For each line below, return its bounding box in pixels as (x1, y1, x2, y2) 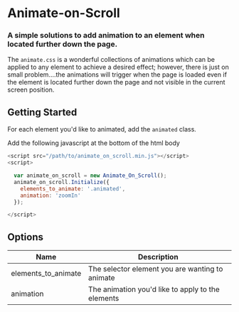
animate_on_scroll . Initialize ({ (14, 178, 110, 185)
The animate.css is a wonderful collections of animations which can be (7, 55, 216, 64)
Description (137, 252, 179, 262)
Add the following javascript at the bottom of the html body (7, 139, 180, 147)
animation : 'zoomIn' (20, 192, 81, 199)
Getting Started (7, 106, 78, 118)
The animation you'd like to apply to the (87, 284, 220, 294)
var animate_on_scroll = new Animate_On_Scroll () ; (14, 172, 167, 179)
